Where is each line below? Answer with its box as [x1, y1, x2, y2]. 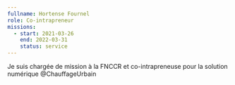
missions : [7, 23, 37, 30]
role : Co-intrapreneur [7, 17, 74, 24]
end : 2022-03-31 [20, 37, 68, 44]
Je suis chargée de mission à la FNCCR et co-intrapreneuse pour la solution [7, 63, 228, 70]
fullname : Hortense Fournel [7, 10, 90, 18]
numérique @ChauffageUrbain [7, 70, 97, 78]
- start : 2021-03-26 [13, 30, 74, 37]
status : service [20, 43, 68, 50]
